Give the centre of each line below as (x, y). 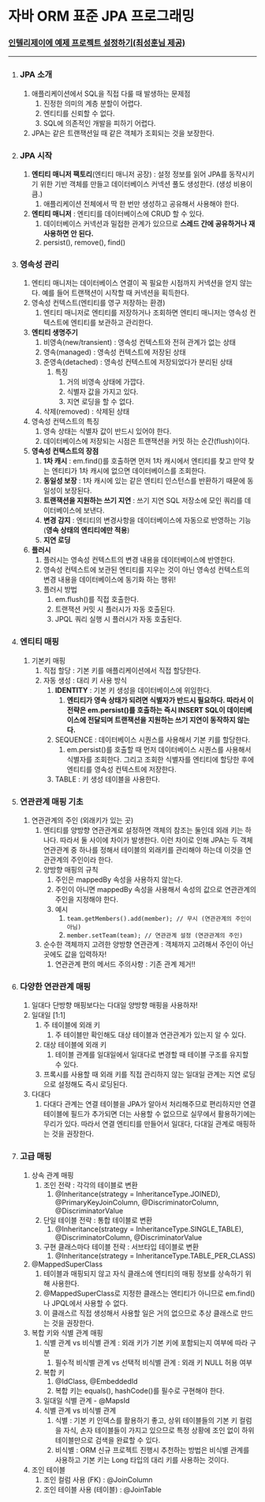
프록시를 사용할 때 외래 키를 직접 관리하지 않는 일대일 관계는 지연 (142, 1074)
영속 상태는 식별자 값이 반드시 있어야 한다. (107, 431)
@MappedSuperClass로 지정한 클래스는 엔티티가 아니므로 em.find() (149, 1293)
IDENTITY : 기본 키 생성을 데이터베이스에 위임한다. (133, 690)
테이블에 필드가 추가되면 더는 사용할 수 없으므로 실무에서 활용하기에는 (149, 1114)
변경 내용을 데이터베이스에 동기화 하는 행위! (109, 580)
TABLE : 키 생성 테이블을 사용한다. (107, 779)
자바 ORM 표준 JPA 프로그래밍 (101, 16)
